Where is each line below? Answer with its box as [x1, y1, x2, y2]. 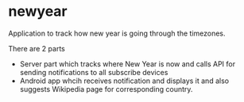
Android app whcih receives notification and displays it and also [19, 76, 229, 85]
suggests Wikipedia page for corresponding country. [19, 84, 193, 93]
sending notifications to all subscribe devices [19, 67, 168, 77]
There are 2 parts [8, 43, 65, 53]
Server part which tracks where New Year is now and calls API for [19, 59, 236, 69]
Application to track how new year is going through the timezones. [8, 28, 226, 38]
